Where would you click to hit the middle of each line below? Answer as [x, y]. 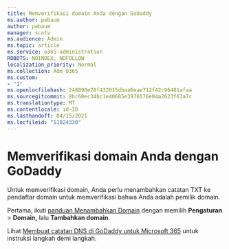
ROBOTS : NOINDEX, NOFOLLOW [46, 58]
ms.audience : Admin [35, 39]
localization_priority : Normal [52, 65]
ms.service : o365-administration [55, 52]
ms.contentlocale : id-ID [43, 109]
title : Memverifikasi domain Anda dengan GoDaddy [80, 13]
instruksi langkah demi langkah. [52, 239]
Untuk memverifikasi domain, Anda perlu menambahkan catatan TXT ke [109, 190]
